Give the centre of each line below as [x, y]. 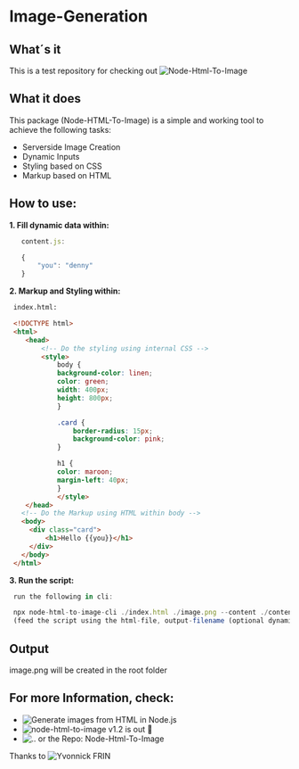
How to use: [43, 204]
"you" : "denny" [65, 266]
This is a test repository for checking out [84, 70]
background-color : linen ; [105, 373]
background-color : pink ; [119, 439]
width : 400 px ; [83, 390]
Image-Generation [79, 17]
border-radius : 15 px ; [113, 431]
